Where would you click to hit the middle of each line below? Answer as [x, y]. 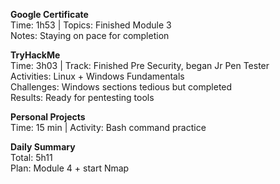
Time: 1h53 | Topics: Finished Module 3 [91, 25]
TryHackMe [35, 55]
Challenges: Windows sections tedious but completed [121, 87]
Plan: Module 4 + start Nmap [70, 168]
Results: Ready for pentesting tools [82, 97]
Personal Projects [48, 117]
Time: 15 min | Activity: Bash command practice [108, 127]
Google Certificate [49, 14]
